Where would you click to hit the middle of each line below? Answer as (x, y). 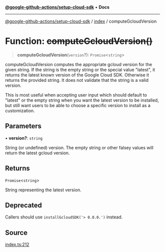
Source (16, 233)
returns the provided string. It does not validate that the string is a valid (77, 80)
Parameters (23, 126)
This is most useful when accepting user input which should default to (76, 95)
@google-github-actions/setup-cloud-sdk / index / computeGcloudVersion (81, 21)
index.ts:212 (17, 245)
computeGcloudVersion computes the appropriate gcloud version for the (79, 64)
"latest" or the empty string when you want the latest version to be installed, (82, 100)
